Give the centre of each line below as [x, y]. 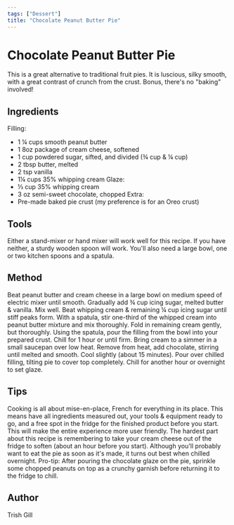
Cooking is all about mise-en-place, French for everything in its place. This [115, 408]
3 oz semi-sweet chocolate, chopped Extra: [80, 195]
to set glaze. [25, 369]
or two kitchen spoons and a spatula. [61, 256]
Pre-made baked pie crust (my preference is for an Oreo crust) [108, 202]
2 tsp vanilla [35, 172]
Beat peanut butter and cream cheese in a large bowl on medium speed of [115, 294]
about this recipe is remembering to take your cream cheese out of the [110, 438]
